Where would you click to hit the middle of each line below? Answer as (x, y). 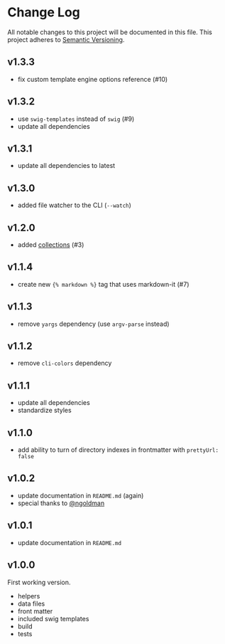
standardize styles (45, 411)
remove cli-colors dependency (65, 363)
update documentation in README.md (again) (81, 495)
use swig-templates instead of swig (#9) (76, 119)
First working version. (39, 582)
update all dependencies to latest (66, 166)
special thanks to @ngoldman (61, 503)
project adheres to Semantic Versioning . (66, 39)
